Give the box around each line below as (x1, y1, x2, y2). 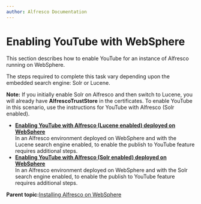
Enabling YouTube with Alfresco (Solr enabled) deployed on (14, 153, 167, 161)
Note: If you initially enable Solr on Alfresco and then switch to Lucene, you (6, 91, 193, 98)
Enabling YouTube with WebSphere (6, 34, 185, 48)
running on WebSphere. (6, 61, 65, 68)
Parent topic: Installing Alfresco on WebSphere (6, 191, 122, 198)
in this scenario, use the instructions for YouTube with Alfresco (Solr (6, 104, 175, 111)
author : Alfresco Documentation (6, 8, 87, 15)
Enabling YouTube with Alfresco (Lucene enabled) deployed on (14, 122, 176, 129)
